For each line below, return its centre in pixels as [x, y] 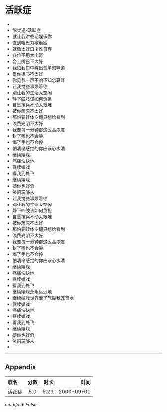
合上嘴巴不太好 [28, 61]
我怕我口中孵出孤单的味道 [39, 67]
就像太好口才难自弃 [32, 49]
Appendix [21, 367]
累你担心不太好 [28, 74]
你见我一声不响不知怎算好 [39, 80]
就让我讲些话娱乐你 [32, 36]
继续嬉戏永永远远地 [32, 291]
